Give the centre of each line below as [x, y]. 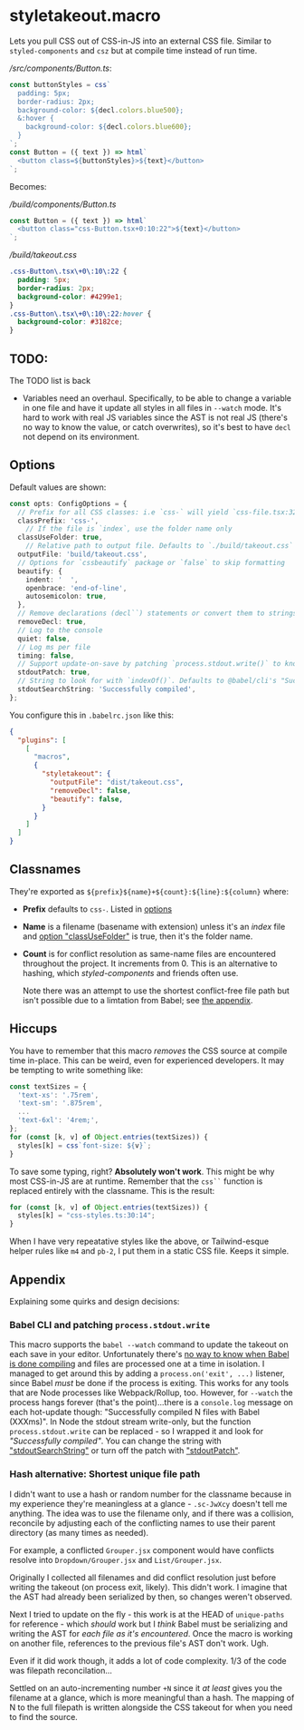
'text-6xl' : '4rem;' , [58, 1120]
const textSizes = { [48, 1086]
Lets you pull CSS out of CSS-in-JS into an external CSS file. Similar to [140, 41]
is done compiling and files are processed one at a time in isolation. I [137, 1364]
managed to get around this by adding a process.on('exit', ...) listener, [147, 1373]
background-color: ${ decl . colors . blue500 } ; [100, 110]
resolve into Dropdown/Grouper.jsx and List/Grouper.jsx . [115, 1559]
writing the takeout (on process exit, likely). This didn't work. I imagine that [148, 1587]
